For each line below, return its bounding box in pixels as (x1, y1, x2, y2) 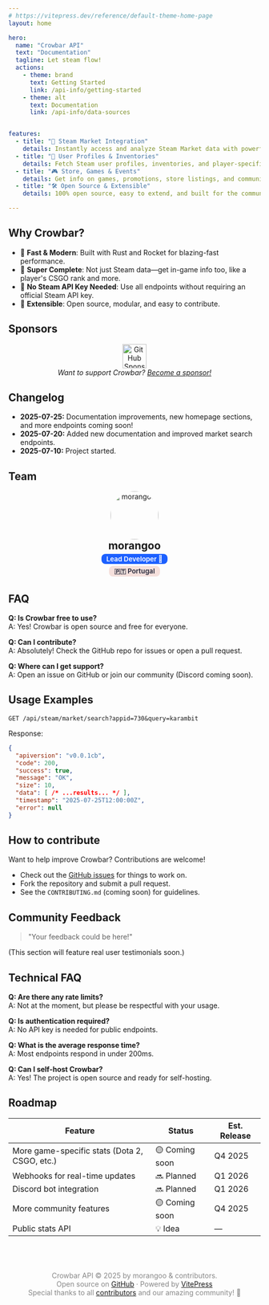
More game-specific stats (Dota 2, (12, 1145, 143, 1156)
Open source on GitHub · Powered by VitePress (56, 1278, 213, 1289)
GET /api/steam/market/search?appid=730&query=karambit (8, 714, 199, 723)
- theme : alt (22, 93, 66, 101)
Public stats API (12, 1222, 71, 1234)
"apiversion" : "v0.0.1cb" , (15, 752, 106, 760)
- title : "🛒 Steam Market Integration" (15, 137, 149, 145)
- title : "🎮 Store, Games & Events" (15, 167, 141, 175)
